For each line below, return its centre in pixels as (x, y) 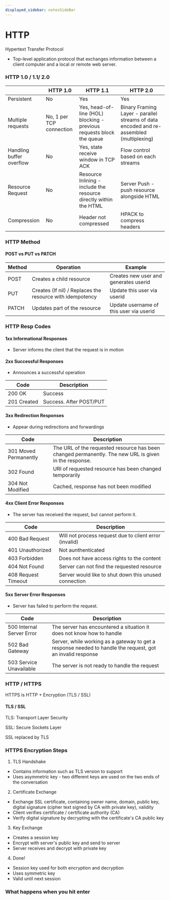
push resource (138, 190)
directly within (96, 199)
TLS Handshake (29, 761)
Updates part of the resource (67, 308)
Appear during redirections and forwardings (58, 427)
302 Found (21, 472)
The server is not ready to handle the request (105, 665)
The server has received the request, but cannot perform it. (74, 514)
